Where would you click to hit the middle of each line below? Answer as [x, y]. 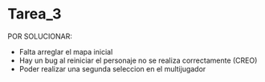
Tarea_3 [35, 14]
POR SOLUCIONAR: [40, 36]
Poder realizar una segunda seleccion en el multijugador [112, 68]
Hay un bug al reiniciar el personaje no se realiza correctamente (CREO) [138, 60]
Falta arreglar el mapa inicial [66, 51]
